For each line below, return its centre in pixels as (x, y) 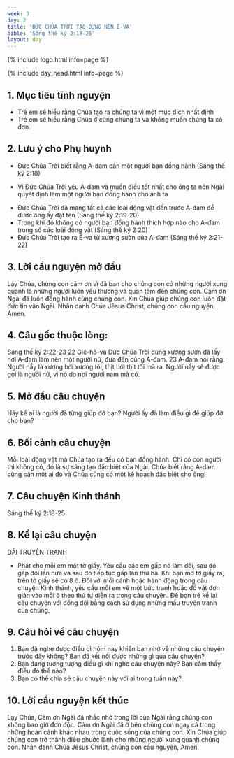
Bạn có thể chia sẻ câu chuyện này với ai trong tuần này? (99, 678)
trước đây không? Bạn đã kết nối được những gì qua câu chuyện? (111, 656)
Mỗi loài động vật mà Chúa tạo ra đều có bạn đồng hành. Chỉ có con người (115, 459)
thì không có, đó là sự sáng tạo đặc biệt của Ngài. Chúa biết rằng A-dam (111, 467)
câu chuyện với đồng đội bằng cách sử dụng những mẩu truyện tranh (117, 603)
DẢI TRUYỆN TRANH (37, 552)
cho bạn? (21, 421)
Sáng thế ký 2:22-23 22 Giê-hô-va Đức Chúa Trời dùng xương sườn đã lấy (114, 352)
